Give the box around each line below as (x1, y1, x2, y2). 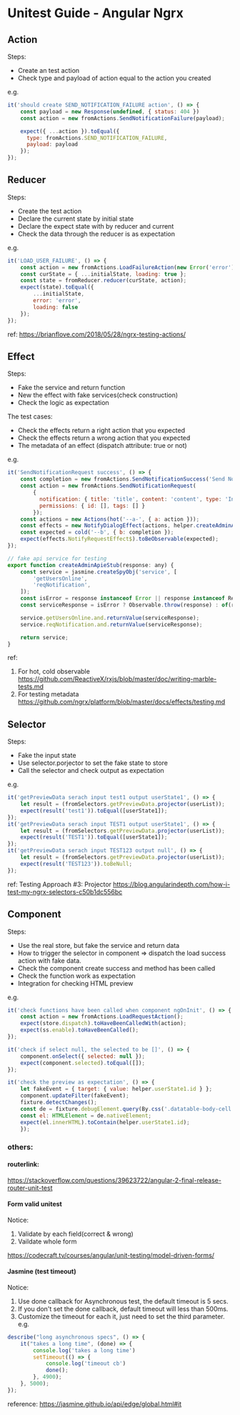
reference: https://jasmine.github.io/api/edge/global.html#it (7, 1399, 182, 1408)
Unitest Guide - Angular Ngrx (7, 5, 184, 21)
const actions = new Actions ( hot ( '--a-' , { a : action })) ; (20, 516, 200, 523)
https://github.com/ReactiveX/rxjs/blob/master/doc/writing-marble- (17, 675, 217, 684)
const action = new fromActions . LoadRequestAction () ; (20, 1013, 184, 1021)
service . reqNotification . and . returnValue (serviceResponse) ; (20, 621, 203, 628)
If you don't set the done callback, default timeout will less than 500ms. (17, 1304, 229, 1313)
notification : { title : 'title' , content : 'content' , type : (39, 495, 222, 503)
